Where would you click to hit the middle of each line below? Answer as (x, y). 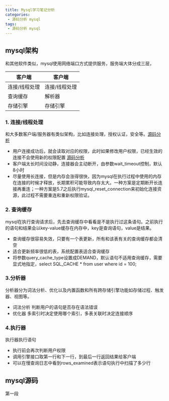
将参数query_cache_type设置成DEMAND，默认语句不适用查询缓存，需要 (87, 257)
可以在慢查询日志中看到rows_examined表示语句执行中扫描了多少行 (81, 363)
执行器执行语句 (21, 340)
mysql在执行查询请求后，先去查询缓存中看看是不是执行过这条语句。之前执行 (84, 221)
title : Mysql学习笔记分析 (30, 10)
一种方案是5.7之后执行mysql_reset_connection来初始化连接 (96, 189)
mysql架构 (22, 50)
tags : (11, 24)
